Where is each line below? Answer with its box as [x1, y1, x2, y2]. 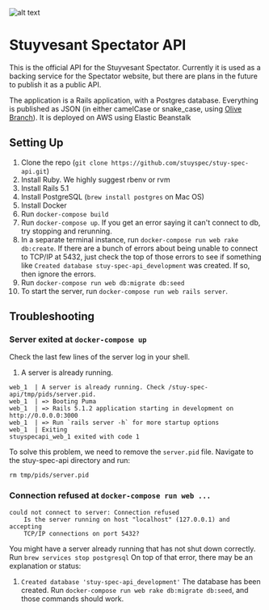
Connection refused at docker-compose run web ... [9, 490, 212, 501]
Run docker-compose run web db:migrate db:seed [20, 277, 185, 287]
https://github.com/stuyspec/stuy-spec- [111, 158, 249, 167]
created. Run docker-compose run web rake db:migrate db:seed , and [20, 585, 249, 595]
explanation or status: [9, 561, 82, 570]
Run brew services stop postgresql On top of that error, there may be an [9, 552, 254, 562]
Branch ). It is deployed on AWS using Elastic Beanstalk [9, 112, 191, 122]
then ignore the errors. [20, 269, 96, 279]
